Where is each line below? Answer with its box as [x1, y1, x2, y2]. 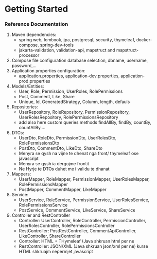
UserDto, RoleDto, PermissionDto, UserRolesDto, [18, 135, 117, 141]
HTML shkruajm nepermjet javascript [18, 249, 93, 255]
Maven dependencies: [11, 32, 56, 37]
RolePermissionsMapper [18, 181, 68, 188]
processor [18, 52, 40, 58]
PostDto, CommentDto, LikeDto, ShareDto [18, 145, 103, 151]
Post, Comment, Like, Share [18, 94, 75, 100]
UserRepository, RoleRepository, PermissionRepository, [18, 109, 130, 115]
